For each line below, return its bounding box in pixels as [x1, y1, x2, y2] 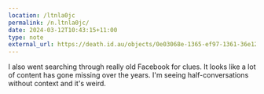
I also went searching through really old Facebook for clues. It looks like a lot [8, 62, 256, 71]
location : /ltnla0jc [8, 11, 76, 20]
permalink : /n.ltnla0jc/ [8, 19, 90, 27]
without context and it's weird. [8, 79, 106, 89]
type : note [8, 33, 44, 42]
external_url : [8, 41, 55, 49]
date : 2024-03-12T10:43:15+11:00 [8, 26, 118, 34]
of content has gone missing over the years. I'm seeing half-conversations [8, 70, 249, 80]
